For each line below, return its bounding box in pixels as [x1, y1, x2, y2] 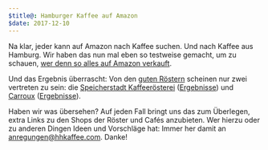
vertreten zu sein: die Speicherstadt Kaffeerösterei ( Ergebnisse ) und [8, 82, 234, 92]
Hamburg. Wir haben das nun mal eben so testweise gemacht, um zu [8, 50, 237, 59]
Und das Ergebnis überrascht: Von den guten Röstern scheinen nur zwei [8, 74, 247, 83]
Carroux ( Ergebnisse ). [8, 91, 82, 100]
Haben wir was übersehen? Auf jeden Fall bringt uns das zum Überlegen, [8, 106, 250, 116]
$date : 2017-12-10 [8, 19, 70, 27]
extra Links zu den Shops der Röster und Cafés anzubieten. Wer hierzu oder [8, 115, 261, 124]
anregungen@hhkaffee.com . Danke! [8, 132, 128, 141]
